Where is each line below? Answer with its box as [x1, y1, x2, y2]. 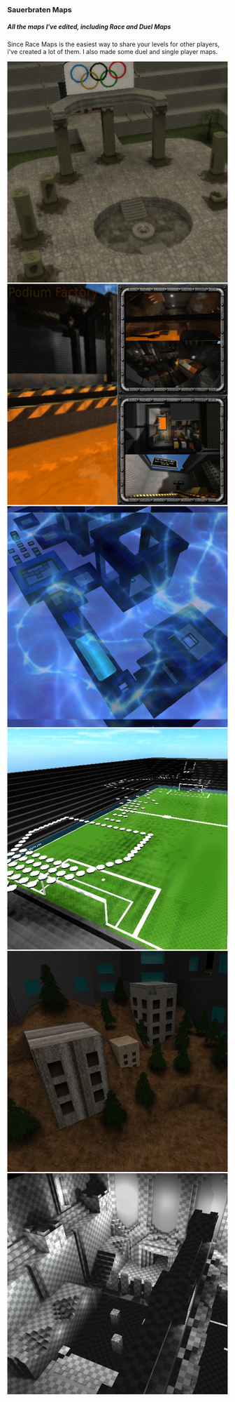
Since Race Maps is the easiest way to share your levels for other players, [7, 40, 220, 48]
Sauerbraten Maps [7, 5, 72, 15]
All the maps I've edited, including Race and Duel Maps [7, 22, 171, 31]
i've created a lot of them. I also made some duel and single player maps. [7, 47, 218, 55]
